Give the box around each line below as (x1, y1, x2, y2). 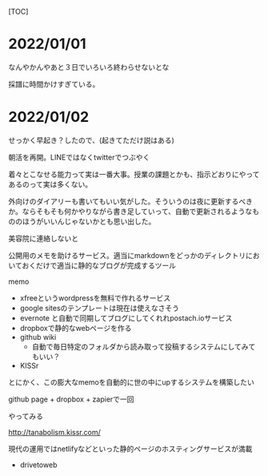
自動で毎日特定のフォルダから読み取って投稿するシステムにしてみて (31, 341, 256, 351)
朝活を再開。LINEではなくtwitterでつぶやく (8, 152, 150, 162)
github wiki (19, 332, 57, 341)
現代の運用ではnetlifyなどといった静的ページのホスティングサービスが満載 (8, 444, 253, 454)
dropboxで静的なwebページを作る (19, 323, 132, 333)
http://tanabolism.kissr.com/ (8, 427, 102, 437)
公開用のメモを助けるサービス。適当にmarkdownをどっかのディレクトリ (8, 250, 246, 260)
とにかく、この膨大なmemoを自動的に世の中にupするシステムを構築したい (8, 377, 254, 387)
